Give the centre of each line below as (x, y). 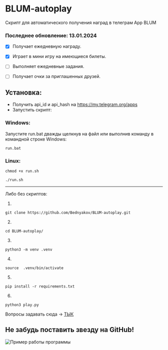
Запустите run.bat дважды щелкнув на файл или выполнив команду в (79, 133)
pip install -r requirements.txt (40, 286)
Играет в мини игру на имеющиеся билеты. (59, 56)
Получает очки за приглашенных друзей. (56, 76)
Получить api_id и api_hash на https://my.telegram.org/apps (75, 104)
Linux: (13, 160)
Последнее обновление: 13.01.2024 (51, 35)
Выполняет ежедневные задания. (48, 66)
